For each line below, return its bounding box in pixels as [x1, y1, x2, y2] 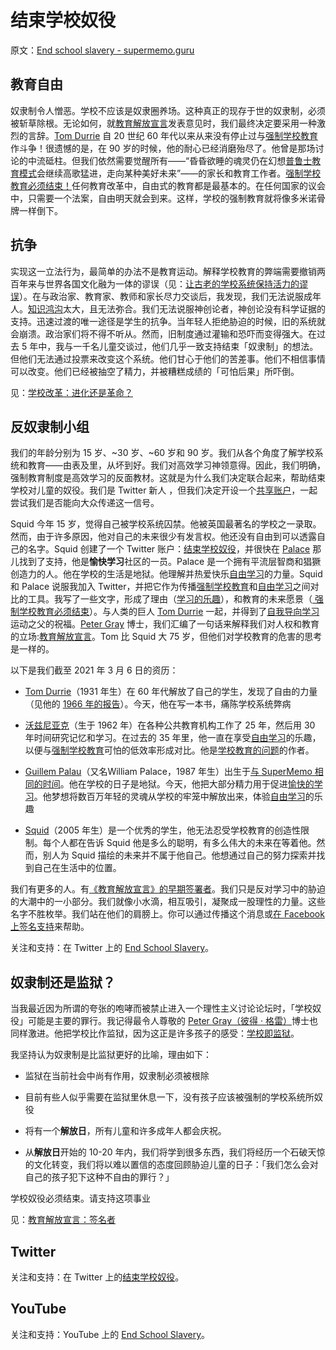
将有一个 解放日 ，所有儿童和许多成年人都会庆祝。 [24, 1125, 227, 1137]
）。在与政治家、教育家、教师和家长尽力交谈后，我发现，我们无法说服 [19, 290, 304, 302]
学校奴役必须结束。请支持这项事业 [10, 1192, 151, 1205]
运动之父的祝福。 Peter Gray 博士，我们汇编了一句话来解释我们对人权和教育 [10, 618, 320, 630]
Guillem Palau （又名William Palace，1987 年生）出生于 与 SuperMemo [24, 766, 313, 778]
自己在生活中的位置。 [33, 862, 122, 874]
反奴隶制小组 [10, 418, 90, 435]
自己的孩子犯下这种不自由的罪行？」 [24, 1171, 175, 1183]
